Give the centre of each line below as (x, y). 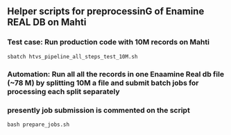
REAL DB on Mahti (47, 23)
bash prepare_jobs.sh (38, 125)
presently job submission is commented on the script (99, 110)
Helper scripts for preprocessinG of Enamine (106, 11)
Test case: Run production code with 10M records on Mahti (109, 42)
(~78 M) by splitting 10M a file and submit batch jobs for (103, 83)
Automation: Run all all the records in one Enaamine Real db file (115, 74)
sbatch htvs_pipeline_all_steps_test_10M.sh (72, 56)
